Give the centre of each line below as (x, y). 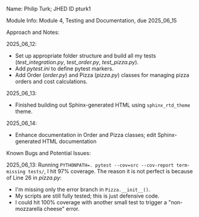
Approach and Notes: (33, 32)
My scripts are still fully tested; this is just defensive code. (87, 196)
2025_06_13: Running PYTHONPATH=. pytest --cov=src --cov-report (90, 165)
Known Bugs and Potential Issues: (49, 153)
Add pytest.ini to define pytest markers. (64, 68)
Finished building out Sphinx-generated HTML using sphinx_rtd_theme (103, 105)
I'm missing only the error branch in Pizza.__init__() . (83, 189)
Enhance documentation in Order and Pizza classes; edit (85, 135)
